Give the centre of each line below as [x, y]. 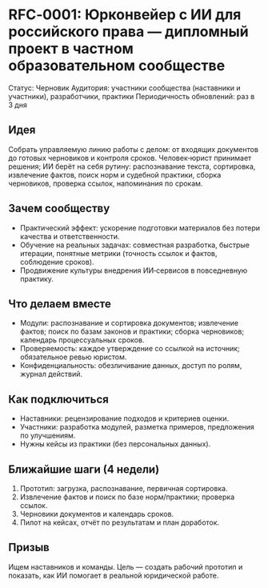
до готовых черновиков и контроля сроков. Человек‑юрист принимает [130, 158]
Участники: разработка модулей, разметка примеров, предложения [137, 427]
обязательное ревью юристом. [73, 357]
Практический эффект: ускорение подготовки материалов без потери [140, 228]
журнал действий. [51, 374]
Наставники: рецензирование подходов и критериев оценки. [124, 418]
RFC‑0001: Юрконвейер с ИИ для [125, 15]
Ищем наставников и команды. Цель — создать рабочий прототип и [126, 566]
